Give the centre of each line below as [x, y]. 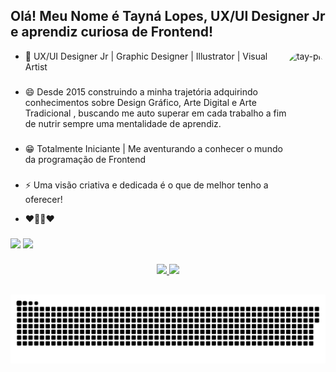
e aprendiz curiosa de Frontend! [112, 32]
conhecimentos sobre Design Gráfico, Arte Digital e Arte [140, 102]
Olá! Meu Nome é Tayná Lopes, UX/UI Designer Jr [168, 16]
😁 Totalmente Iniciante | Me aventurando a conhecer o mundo [153, 148]
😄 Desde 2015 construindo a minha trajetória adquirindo [141, 91]
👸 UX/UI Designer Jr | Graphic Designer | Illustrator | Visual [146, 56]
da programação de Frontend [85, 159]
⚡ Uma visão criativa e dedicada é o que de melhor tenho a [146, 185]
